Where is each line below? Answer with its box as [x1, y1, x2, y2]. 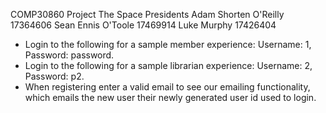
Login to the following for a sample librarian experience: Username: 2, [24, 60, 313, 71]
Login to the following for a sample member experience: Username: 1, [24, 39, 312, 50]
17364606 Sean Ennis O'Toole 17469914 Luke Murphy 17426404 [10, 19, 277, 31]
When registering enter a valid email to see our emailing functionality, [24, 81, 311, 93]
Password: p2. [24, 70, 85, 82]
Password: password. [24, 49, 115, 61]
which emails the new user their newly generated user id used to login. [24, 92, 317, 103]
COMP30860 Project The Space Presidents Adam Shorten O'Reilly [10, 9, 285, 20]
